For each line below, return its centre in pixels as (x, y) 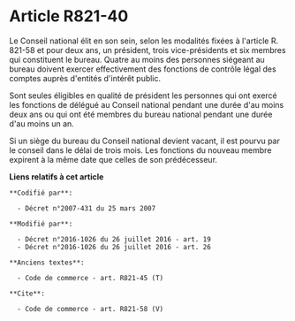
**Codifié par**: (41, 193)
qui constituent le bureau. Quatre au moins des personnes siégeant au (137, 59)
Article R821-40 (69, 16)
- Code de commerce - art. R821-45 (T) (91, 278)
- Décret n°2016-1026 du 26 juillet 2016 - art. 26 (114, 247)
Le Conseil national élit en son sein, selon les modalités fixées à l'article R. (144, 41)
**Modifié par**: (41, 224)
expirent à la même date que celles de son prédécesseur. (113, 159)
